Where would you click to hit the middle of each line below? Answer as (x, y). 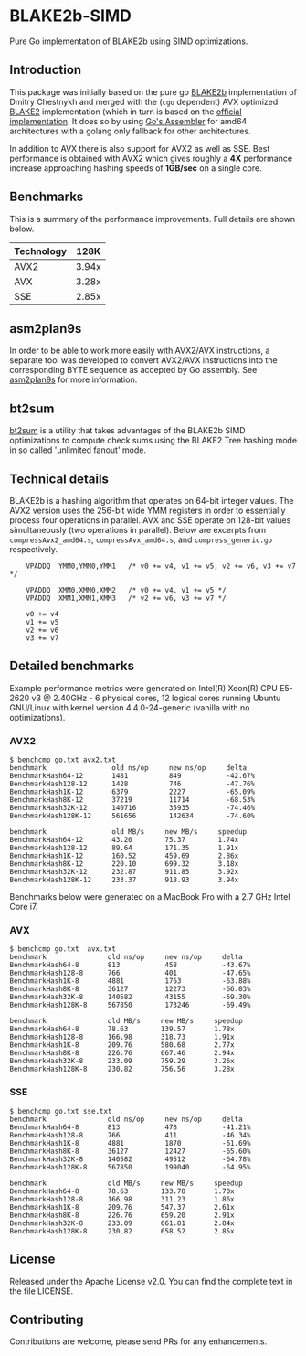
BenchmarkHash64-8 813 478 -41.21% (130, 1127)
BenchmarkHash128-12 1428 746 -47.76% (132, 784)
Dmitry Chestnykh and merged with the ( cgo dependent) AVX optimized (144, 101)
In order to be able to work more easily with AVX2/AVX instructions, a (140, 351)
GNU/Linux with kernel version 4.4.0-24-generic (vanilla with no (130, 707)
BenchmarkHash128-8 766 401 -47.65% (130, 973)
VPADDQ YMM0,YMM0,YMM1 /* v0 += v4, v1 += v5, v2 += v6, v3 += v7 (161, 566)
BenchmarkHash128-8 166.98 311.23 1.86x (122, 1199)
